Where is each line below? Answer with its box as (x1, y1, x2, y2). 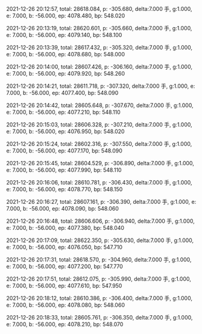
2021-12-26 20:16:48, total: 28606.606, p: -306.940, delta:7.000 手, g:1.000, (6, 217, 195, 224)
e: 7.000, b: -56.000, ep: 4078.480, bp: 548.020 (6, 12, 125, 19)
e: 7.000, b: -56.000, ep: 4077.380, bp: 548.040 (6, 224, 125, 231)
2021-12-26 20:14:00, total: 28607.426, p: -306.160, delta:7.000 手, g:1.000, (6, 63, 193, 70)
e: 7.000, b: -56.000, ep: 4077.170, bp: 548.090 (6, 147, 122, 154)
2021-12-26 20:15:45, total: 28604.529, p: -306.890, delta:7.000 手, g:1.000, (6, 160, 195, 166)
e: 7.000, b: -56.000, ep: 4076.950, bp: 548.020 (6, 128, 125, 135)
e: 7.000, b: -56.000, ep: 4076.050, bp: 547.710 (6, 244, 122, 250)
